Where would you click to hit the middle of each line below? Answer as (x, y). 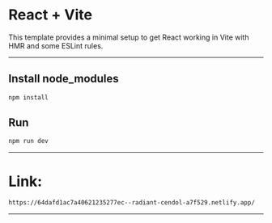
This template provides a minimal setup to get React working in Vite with (129, 37)
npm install (28, 97)
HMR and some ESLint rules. (56, 45)
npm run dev (28, 141)
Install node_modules (64, 79)
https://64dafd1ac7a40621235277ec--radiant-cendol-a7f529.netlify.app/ (132, 203)
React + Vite (51, 15)
